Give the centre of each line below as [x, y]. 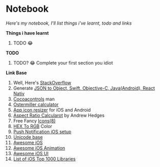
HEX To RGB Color [33, 126]
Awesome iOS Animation [39, 148]
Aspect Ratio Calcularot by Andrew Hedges [59, 115]
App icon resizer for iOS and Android [52, 110]
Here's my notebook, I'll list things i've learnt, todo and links [69, 23]
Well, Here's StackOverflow [42, 82]
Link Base [16, 73]
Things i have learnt [27, 33]
